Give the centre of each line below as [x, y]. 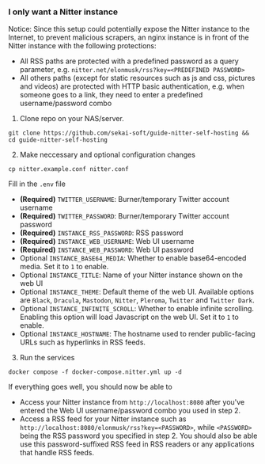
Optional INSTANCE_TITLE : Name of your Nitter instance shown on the [131, 275]
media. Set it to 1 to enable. [64, 267]
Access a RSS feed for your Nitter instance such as [103, 419]
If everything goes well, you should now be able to [90, 387]
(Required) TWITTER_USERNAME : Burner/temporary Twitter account [124, 200]
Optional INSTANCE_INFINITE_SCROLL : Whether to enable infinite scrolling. [137, 309]
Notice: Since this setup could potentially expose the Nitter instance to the [129, 29]
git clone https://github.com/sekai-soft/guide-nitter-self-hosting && [129, 133]
